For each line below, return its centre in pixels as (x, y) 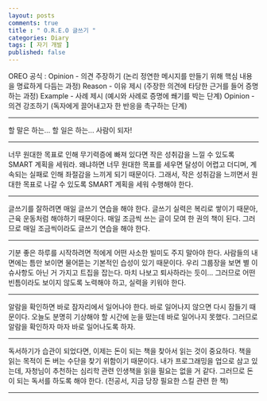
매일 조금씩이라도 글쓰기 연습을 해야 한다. (87, 228)
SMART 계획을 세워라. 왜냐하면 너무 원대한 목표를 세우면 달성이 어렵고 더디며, (128, 164)
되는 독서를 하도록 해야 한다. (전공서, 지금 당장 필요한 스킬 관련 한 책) (122, 381)
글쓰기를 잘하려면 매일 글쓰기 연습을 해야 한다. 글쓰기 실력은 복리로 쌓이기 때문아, (133, 208)
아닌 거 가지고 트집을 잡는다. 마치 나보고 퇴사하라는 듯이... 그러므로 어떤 (145, 272)
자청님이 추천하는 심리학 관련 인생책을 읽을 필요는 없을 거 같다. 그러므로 (135, 371)
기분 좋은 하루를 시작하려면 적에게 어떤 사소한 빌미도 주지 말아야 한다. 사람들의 (129, 253)
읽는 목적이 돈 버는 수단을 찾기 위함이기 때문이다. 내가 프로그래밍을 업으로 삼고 (129, 361)
